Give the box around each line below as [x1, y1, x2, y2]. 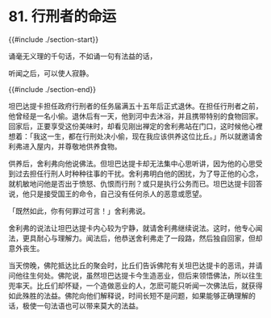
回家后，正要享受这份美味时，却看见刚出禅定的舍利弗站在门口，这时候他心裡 [8, 121, 263, 131]
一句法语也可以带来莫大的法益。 [35, 300, 143, 311]
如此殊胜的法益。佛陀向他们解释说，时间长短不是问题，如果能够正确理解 [8, 291, 248, 300]
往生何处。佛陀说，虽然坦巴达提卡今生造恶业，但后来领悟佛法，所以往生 [22, 270, 263, 280]
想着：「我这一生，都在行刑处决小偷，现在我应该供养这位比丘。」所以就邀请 [8, 131, 256, 141]
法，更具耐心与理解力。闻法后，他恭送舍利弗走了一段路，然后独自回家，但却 [8, 233, 263, 243]
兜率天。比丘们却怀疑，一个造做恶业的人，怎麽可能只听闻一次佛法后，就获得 [8, 280, 263, 291]
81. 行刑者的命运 [8, 7, 117, 26]
